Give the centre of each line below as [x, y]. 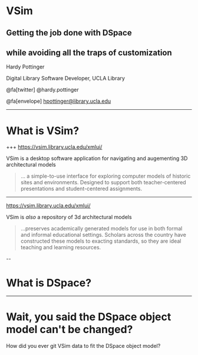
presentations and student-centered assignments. [81, 189]
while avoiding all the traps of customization [89, 52]
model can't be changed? [70, 330]
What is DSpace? [49, 283]
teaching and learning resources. [61, 247]
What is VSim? [43, 131]
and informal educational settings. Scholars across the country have [103, 235]
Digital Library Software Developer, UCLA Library [66, 79]
